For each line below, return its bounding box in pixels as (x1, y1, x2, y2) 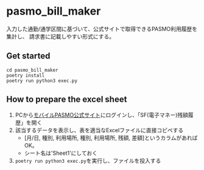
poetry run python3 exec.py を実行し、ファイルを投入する (15, 157, 161, 164)
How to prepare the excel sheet (6, 94, 127, 105)
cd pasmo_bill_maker (6, 67, 59, 73)
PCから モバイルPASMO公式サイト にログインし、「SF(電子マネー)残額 (15, 111, 189, 118)
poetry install (6, 72, 45, 79)
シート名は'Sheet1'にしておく (24, 149, 98, 157)
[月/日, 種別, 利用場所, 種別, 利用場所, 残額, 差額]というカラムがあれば (24, 134, 198, 141)
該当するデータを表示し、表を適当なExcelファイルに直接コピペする (15, 126, 184, 133)
